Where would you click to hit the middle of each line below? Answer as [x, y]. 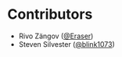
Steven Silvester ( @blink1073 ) [66, 44]
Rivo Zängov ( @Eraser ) [56, 36]
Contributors [50, 14]
